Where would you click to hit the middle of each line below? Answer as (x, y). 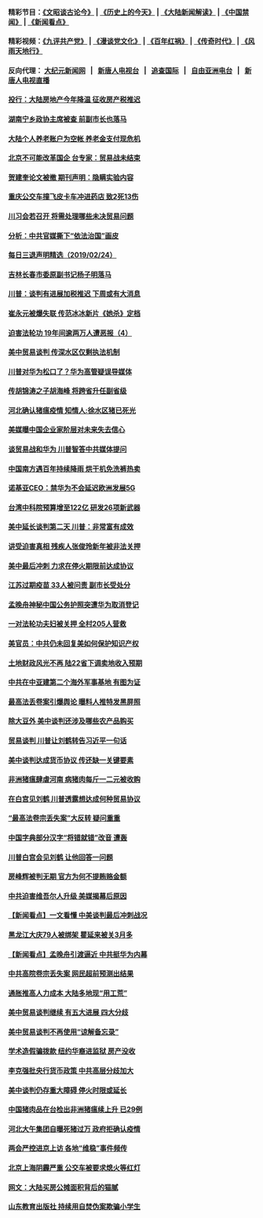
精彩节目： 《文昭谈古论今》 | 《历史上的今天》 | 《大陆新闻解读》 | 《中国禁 (129, 12)
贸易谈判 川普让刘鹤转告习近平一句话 (68, 740)
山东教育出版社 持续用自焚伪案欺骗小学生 (75, 1207)
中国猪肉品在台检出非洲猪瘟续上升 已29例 (75, 1110)
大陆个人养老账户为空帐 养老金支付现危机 (75, 138)
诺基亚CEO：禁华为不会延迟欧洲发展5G (72, 488)
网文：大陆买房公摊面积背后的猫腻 (63, 1187)
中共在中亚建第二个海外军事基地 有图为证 (75, 682)
